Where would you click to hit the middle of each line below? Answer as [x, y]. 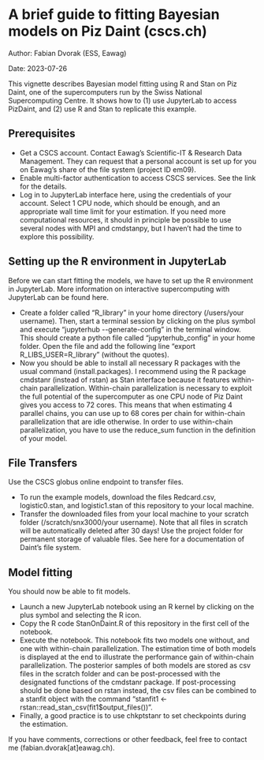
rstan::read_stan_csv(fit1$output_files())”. [86, 707]
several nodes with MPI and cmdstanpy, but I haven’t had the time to [131, 228]
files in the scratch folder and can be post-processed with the [120, 674]
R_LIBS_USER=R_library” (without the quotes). [94, 354]
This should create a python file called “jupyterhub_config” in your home [137, 338]
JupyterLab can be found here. [58, 297]
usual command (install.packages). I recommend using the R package [133, 371]
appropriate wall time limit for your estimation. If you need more [123, 212]
